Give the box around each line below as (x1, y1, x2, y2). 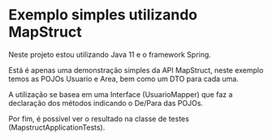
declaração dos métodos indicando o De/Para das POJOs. (8, 98, 204, 108)
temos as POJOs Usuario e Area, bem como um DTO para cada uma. (8, 74, 240, 83)
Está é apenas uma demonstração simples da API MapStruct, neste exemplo (8, 65, 264, 74)
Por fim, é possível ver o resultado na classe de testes (8, 113, 189, 123)
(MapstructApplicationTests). (8, 122, 106, 132)
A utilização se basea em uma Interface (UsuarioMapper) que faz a (8, 89, 233, 99)
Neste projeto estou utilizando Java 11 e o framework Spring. (8, 49, 211, 59)
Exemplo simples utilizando (8, 6, 198, 24)
